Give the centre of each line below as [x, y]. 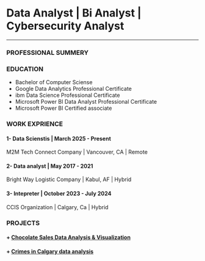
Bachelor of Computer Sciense [54, 82]
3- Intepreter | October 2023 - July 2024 [59, 194]
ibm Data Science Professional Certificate [67, 95]
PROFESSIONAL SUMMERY [48, 52]
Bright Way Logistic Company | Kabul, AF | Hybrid [69, 179]
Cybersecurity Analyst [65, 26]
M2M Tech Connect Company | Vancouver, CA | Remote [77, 152]
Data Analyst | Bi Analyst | [74, 13]
